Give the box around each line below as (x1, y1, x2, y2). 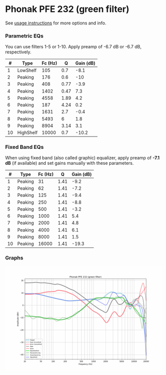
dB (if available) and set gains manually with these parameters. (5, 160, 134, 166)
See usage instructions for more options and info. (5, 20, 107, 26)
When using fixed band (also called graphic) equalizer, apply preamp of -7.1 (5, 155, 160, 161)
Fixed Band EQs (5, 143, 44, 150)
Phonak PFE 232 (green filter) (5, 3, 130, 15)
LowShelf (17, 67, 37, 73)
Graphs (5, 254, 23, 261)
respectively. (5, 49, 31, 55)
